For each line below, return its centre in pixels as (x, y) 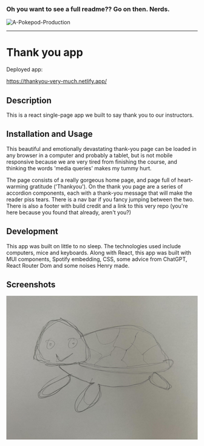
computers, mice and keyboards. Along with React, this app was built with (99, 253)
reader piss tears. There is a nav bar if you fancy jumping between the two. (100, 199)
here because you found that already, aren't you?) (69, 212)
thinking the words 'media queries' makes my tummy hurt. (79, 168)
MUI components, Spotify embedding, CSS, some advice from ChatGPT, (97, 259)
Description (29, 100)
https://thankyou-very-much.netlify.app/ (57, 82)
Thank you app (45, 53)
